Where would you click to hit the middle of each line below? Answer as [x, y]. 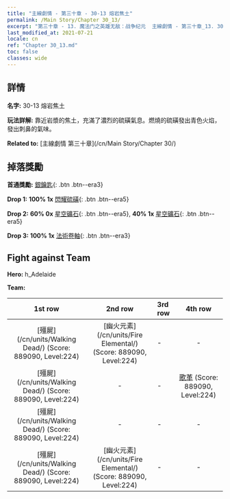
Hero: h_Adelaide [31, 275]
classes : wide [27, 58]
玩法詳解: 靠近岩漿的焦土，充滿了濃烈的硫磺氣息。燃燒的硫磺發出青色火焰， [114, 120]
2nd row [120, 309]
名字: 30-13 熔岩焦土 [36, 105]
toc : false [23, 52]
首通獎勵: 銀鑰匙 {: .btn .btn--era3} [55, 185]
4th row [199, 309]
